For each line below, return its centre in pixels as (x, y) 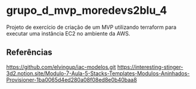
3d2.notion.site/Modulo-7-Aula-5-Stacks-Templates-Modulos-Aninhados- (98, 73)
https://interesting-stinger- (150, 67)
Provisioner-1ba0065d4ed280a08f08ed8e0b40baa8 (72, 79)
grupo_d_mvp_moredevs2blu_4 (87, 11)
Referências (29, 53)
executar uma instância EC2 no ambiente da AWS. (68, 33)
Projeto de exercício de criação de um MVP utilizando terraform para (91, 27)
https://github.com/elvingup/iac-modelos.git (61, 67)
